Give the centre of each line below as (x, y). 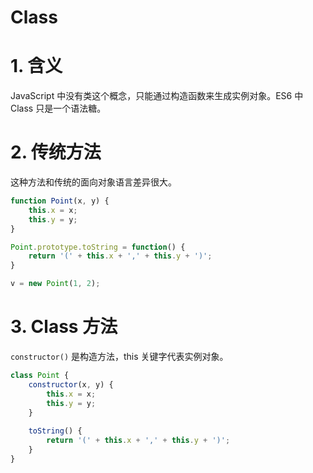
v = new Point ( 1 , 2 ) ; (55, 284)
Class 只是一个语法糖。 (58, 108)
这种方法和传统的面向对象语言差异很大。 (93, 182)
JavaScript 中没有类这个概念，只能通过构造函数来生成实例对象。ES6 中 (157, 96)
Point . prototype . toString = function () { (98, 247)
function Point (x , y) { (60, 201)
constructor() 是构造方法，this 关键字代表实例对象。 (119, 356)
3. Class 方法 (64, 327)
